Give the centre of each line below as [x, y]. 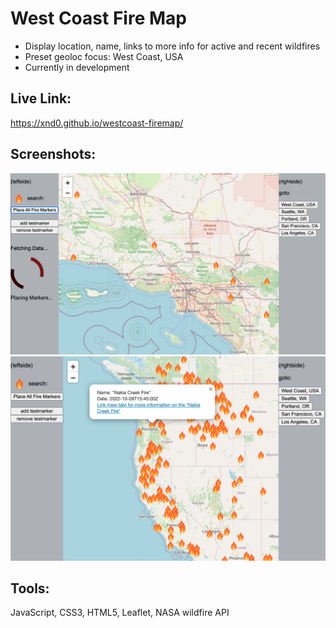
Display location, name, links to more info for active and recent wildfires [172, 46]
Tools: [30, 588]
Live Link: [41, 98]
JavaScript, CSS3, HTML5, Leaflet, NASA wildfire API [120, 613]
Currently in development [77, 67]
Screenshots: [53, 154]
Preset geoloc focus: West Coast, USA [104, 56]
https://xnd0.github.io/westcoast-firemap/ [97, 123]
